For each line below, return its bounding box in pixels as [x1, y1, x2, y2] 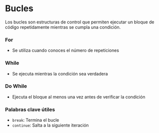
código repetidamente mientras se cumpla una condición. [5, 24, 121, 30]
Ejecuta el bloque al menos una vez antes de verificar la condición [12, 94, 145, 100]
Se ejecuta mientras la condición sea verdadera [12, 71, 108, 76]
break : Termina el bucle [12, 117, 60, 123]
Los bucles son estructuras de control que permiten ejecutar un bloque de [5, 19, 155, 25]
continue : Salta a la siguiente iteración [12, 122, 89, 128]
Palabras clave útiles [5, 106, 55, 113]
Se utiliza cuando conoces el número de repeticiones [12, 47, 119, 54]
